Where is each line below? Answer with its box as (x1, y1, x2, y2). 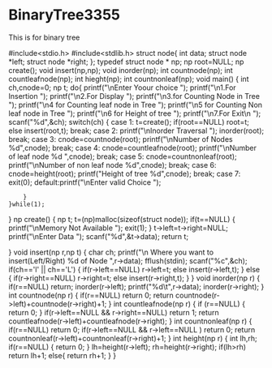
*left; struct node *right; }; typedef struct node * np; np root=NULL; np (8, 57, 244, 66)
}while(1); (8, 200, 45, 208)
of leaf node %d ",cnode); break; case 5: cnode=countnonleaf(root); (8, 152, 237, 161)
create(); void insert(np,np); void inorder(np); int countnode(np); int (8, 65, 233, 75)
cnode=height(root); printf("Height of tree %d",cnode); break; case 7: (8, 169, 241, 178)
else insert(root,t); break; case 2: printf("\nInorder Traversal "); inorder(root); (8, 126, 265, 135)
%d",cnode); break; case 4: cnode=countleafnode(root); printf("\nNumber (8, 143, 257, 152)
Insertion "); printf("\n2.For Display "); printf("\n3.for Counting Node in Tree (8, 91, 260, 101)
